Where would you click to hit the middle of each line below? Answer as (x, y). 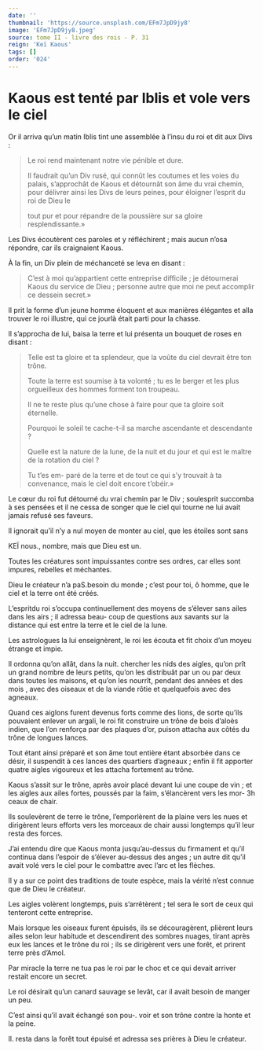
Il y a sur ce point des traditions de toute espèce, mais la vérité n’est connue (131, 880)
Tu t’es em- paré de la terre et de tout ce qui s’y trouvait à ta (124, 475)
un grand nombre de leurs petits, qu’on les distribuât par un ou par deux (124, 672)
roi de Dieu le (49, 200)
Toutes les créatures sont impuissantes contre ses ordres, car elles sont (124, 561)
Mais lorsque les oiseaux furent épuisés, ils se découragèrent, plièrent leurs (131, 928)
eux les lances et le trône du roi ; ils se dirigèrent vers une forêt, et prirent (127, 944)
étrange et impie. (36, 649)
